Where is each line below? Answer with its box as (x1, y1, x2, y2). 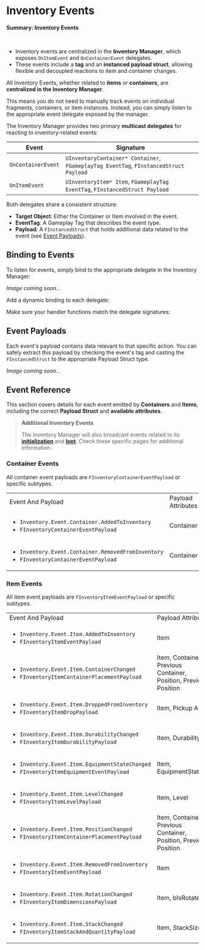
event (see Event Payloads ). (15, 232, 86, 239)
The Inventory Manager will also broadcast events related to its (21, 431, 180, 438)
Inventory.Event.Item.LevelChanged (20, 790, 123, 798)
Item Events (6, 579, 43, 588)
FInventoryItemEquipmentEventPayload (20, 768, 129, 775)
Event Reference (6, 384, 71, 395)
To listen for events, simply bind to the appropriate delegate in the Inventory (6, 266, 197, 273)
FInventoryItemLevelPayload (20, 798, 101, 805)
